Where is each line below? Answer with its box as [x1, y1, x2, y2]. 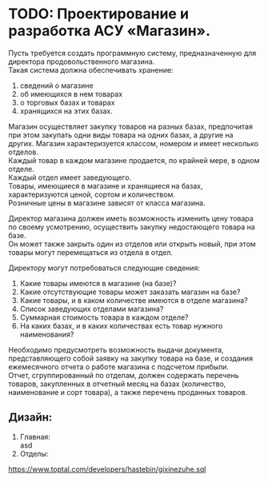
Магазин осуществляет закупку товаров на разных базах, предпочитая [8, 121, 254, 131]
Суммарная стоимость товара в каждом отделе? [19, 313, 190, 322]
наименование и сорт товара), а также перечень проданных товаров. [8, 387, 248, 396]
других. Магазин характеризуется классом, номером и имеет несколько [8, 138, 258, 148]
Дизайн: [8, 411, 53, 424]
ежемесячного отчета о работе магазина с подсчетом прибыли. [8, 361, 230, 372]
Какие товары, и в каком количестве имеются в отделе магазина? [19, 295, 248, 305]
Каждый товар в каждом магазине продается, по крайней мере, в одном [8, 155, 260, 165]
